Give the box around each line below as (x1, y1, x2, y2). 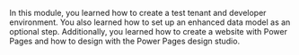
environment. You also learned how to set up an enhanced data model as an (9, 17, 291, 27)
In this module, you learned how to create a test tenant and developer (9, 8, 267, 18)
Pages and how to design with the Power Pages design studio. (9, 35, 241, 46)
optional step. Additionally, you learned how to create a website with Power (9, 27, 287, 36)
